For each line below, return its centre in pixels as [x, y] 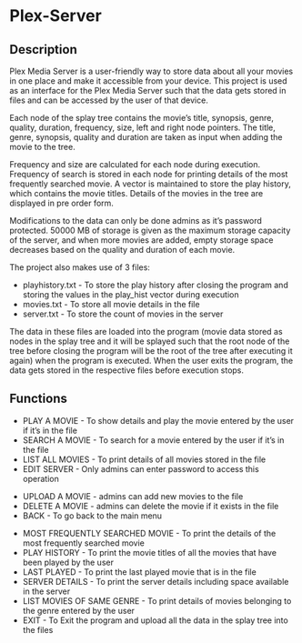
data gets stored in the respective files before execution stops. [126, 370]
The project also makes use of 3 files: [80, 267]
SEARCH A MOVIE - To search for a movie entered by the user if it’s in [153, 440]
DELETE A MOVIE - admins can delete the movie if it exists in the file [151, 506]
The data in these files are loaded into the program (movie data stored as [146, 332]
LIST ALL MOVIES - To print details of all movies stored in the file [144, 459]
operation [40, 478]
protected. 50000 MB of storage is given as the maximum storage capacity [150, 230]
